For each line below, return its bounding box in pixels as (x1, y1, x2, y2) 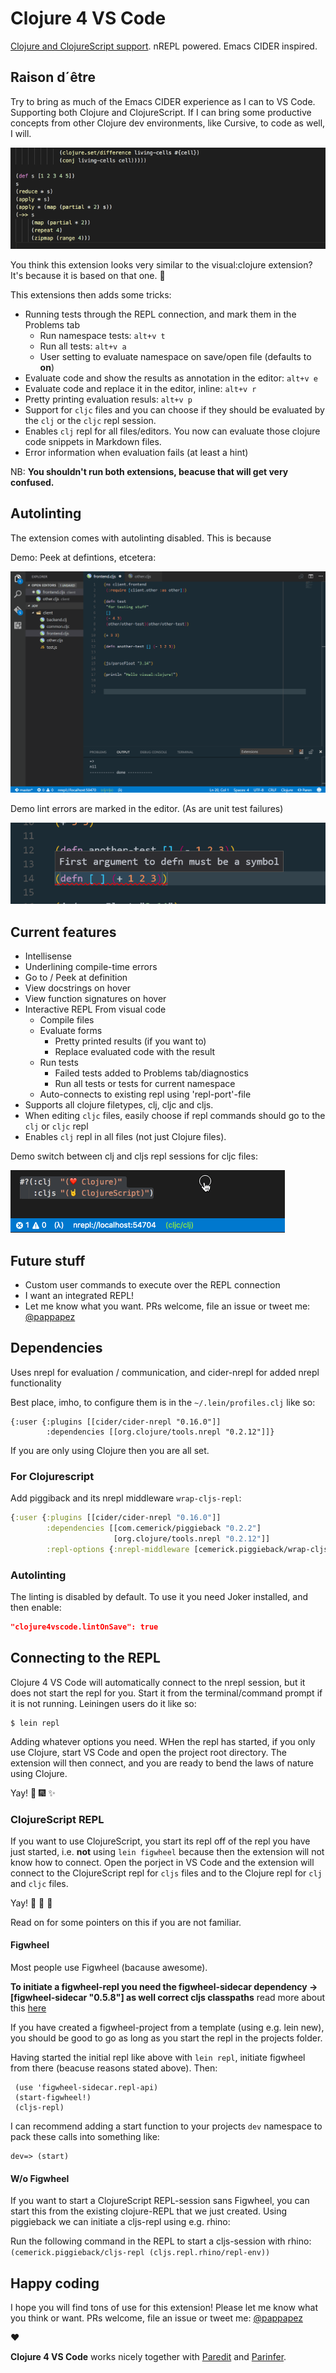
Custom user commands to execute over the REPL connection (24, 1278, 281, 1291)
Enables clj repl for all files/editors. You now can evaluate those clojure (24, 425, 321, 437)
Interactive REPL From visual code (24, 1003, 167, 1016)
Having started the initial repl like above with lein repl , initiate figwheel (10, 2052, 306, 2064)
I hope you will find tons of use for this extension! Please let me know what (10, 2302, 318, 2314)
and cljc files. (10, 1877, 69, 1889)
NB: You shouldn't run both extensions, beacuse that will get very (10, 465, 289, 477)
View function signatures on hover (24, 993, 167, 1005)
